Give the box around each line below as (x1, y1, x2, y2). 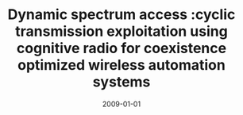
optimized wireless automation (17, 56, 226, 75)
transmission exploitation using (15, 22, 228, 40)
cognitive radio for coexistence (16, 40, 227, 57)
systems (92, 73, 151, 91)
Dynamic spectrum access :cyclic (7, 6, 236, 24)
